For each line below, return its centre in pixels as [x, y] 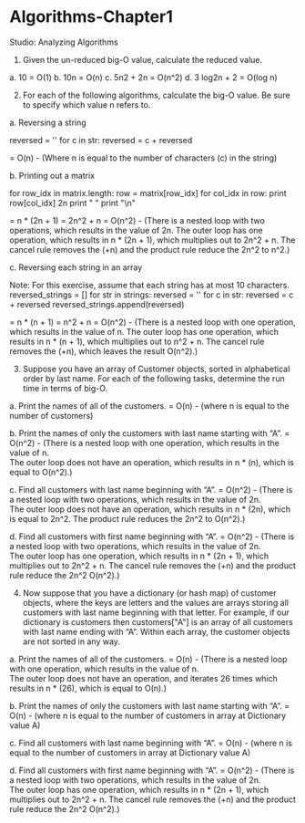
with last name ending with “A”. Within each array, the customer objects [156, 631]
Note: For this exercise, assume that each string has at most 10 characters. [149, 285]
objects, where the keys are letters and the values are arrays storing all [156, 602]
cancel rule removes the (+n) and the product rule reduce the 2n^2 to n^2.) [150, 249]
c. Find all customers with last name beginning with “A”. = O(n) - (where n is [151, 743]
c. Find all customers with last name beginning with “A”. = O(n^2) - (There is [151, 489]
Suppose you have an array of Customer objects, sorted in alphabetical [156, 369]
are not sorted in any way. [71, 641]
